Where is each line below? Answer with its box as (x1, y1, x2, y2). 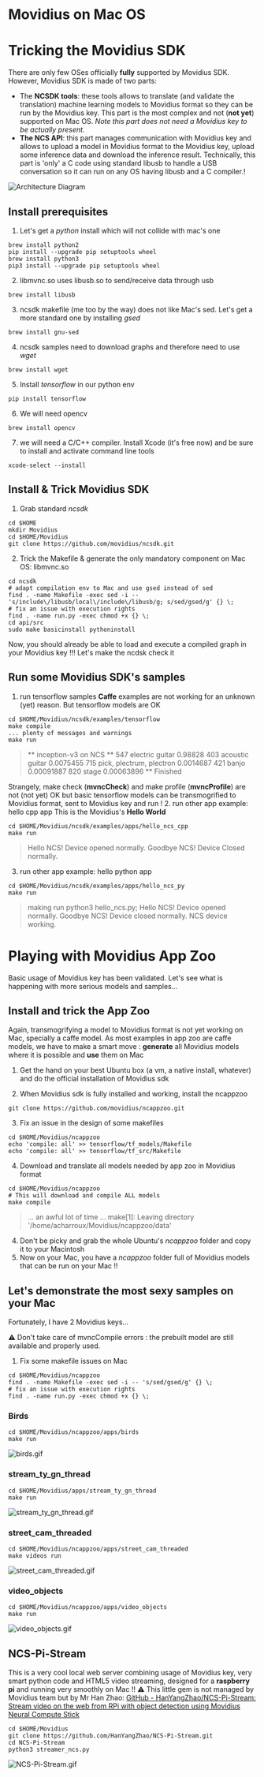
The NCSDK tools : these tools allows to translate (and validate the (19, 91, 235, 101)
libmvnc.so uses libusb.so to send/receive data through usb (19, 275, 214, 285)
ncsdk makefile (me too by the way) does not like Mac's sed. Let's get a (19, 304, 254, 314)
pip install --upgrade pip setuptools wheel (8, 248, 157, 256)
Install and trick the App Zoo (8, 1004, 151, 1017)
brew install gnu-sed (8, 328, 80, 336)
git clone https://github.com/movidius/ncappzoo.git (8, 1104, 185, 1113)
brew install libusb (8, 290, 76, 299)
